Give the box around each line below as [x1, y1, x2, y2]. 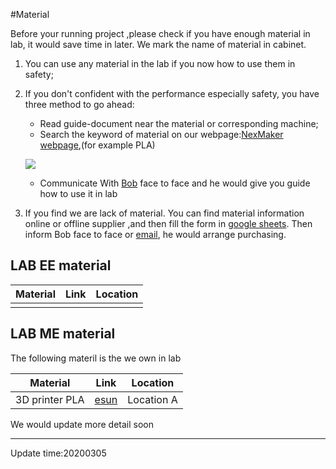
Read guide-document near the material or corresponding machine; [39, 118, 319, 129]
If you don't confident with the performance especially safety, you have [24, 88, 320, 99]
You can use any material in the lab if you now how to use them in [24, 58, 296, 69]
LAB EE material [10, 257, 112, 274]
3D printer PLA [15, 392, 85, 406]
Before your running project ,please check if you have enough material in [10, 28, 311, 39]
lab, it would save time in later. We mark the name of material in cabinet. [10, 39, 307, 50]
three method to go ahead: [24, 99, 135, 110]
